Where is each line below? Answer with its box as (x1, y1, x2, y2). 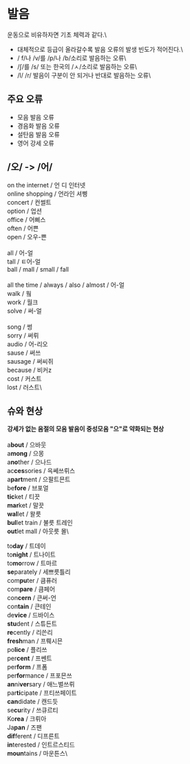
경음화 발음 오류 (17, 122, 60, 130)
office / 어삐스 (7, 215, 46, 223)
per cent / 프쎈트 (7, 654, 52, 662)
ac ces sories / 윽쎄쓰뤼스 (7, 467, 76, 475)
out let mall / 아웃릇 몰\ (7, 527, 69, 536)
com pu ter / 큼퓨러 (7, 577, 57, 585)
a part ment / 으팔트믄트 (7, 475, 71, 484)
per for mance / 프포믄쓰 (7, 671, 72, 680)
